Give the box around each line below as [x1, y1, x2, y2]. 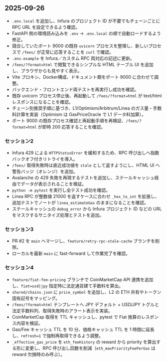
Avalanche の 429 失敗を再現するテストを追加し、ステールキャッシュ [11, 175, 155, 181]
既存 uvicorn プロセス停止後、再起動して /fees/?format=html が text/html [11, 92, 162, 99]
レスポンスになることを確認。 [11, 99, 73, 105]
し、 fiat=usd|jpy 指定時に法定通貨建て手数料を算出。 [11, 283, 123, 289]
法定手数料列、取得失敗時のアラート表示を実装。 [11, 308, 113, 314]
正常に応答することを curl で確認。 [41, 49, 114, 55]
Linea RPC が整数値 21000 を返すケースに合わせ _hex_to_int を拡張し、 [11, 193, 160, 199]
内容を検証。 [16, 320, 43, 326]
